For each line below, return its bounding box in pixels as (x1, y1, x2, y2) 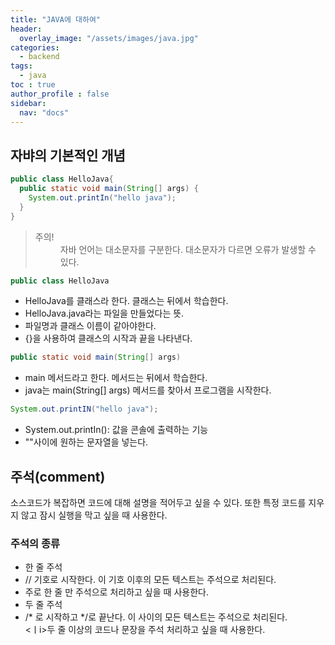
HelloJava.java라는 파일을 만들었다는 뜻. (24, 307, 185, 320)
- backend (19, 52, 60, 62)
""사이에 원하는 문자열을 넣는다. (24, 436, 149, 448)
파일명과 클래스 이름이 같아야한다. (24, 320, 157, 332)
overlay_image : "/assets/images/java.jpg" (19, 33, 199, 43)
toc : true (10, 80, 56, 90)
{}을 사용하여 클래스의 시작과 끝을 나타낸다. (24, 332, 193, 345)
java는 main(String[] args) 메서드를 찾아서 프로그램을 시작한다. (24, 384, 272, 396)
